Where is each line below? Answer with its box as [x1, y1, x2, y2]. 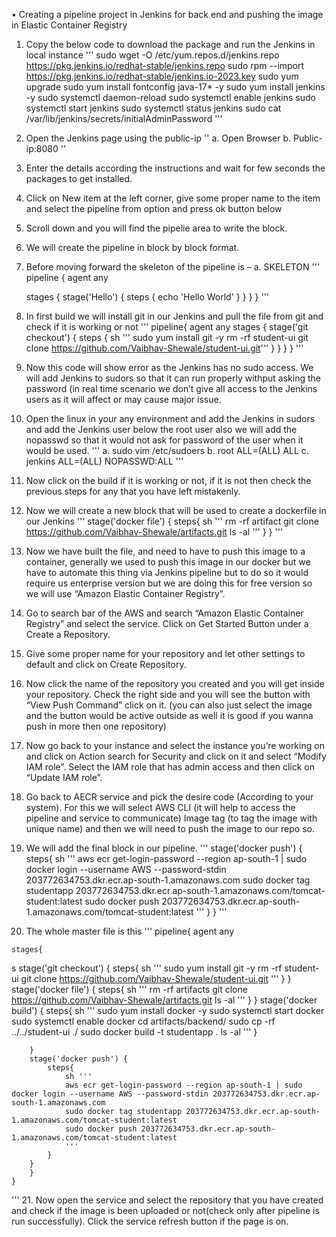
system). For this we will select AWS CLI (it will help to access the [25, 802, 296, 813]
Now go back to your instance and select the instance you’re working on [25, 740, 325, 751]
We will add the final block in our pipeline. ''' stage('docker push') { [25, 842, 303, 854]
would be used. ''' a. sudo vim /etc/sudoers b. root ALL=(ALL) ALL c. [25, 445, 309, 456]
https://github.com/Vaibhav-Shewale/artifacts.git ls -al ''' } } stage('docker [11, 994, 318, 1006]
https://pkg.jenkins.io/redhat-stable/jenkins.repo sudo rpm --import [25, 60, 305, 71]
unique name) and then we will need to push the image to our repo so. [25, 823, 315, 834]
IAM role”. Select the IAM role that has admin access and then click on [25, 761, 315, 773]
